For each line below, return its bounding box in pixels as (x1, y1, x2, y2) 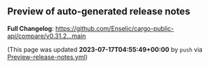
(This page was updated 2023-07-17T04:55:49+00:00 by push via (7, 45, 203, 53)
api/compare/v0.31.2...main (7, 32, 86, 40)
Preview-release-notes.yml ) (7, 53, 88, 61)
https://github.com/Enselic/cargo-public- (55, 24, 174, 32)
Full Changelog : (7, 24, 54, 32)
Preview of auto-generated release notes (7, 6, 191, 18)
